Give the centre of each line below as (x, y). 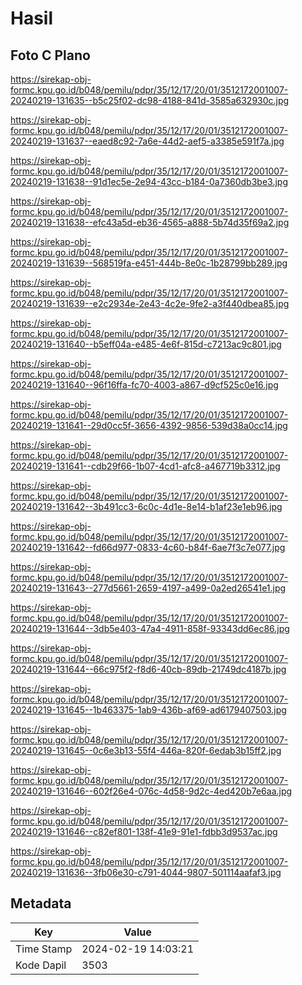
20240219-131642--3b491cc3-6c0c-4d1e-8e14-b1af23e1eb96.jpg (146, 506)
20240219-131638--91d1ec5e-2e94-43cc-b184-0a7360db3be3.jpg (149, 181)
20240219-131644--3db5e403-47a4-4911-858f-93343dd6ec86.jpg (150, 628)
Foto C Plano (50, 55)
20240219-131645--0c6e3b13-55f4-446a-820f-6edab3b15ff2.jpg (146, 750)
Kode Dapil (41, 965)
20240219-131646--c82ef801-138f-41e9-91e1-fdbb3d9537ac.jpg (144, 831)
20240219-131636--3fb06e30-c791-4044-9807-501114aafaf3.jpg (146, 872)
